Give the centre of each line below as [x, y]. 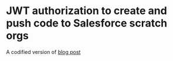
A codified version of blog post [43, 52]
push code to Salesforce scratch [87, 23]
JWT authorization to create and [86, 11]
